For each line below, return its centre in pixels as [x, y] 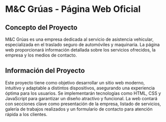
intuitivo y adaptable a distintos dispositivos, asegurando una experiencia [80, 88]
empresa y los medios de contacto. [41, 55]
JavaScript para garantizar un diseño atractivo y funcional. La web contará [81, 98]
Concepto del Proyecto [41, 28]
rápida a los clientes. [26, 114]
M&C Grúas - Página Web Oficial [73, 9]
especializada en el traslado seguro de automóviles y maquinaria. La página [83, 45]
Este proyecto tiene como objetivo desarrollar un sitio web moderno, [75, 82]
